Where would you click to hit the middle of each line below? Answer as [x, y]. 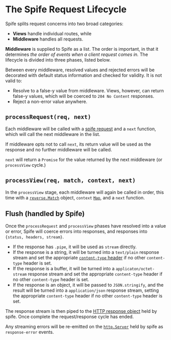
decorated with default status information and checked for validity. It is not [84, 75]
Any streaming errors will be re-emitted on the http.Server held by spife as [84, 327]
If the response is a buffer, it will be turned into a [64, 269]
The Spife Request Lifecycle [66, 9]
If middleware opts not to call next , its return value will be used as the [78, 144]
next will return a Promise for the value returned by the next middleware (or [84, 159]
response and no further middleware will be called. [59, 149]
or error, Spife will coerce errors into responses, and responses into [76, 231]
